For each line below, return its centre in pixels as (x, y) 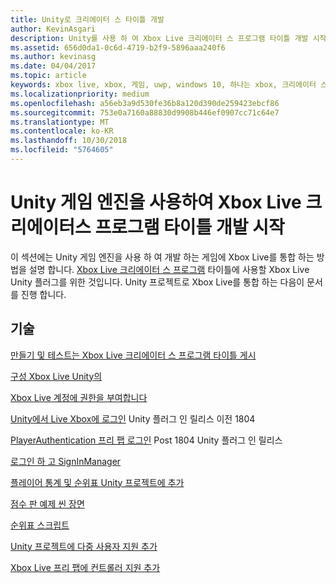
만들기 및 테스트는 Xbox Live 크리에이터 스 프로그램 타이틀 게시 (133, 355)
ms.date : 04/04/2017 (53, 66)
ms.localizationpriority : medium (80, 94)
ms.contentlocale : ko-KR (62, 131)
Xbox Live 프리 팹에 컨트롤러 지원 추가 (85, 567)
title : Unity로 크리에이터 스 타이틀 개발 (87, 19)
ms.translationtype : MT (60, 122)
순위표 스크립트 (40, 525)
